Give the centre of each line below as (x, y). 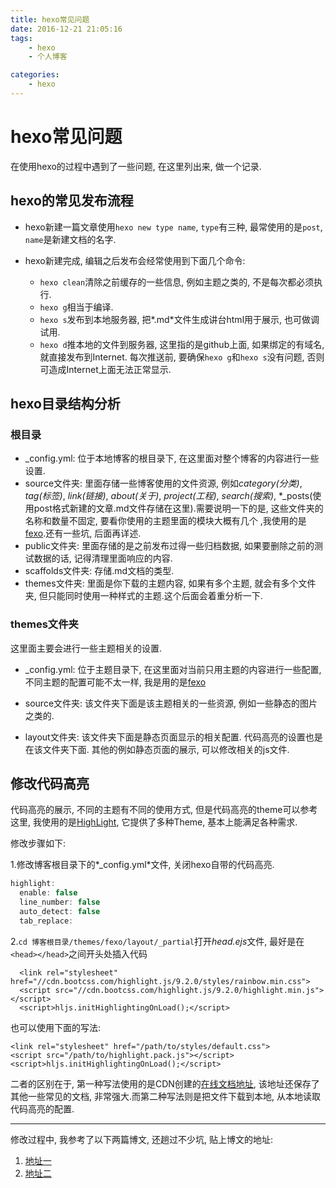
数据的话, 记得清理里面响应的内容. (103, 558)
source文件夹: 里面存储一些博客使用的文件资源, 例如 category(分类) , (163, 483)
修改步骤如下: (38, 843)
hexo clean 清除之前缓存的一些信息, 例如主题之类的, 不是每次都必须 (177, 282)
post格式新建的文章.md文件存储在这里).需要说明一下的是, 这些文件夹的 (178, 508)
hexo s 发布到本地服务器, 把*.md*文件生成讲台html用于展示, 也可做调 (179, 319)
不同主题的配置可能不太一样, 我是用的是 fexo (115, 682)
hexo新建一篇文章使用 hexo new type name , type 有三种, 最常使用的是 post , (173, 227)
